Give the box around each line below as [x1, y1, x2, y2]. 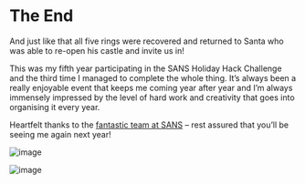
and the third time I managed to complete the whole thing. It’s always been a [9, 72, 297, 83]
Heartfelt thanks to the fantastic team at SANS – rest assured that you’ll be [9, 119, 289, 130]
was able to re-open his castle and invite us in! [9, 45, 184, 56]
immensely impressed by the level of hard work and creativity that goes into [9, 92, 295, 103]
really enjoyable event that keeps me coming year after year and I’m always [9, 82, 293, 93]
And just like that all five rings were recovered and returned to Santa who [9, 36, 285, 46]
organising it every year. [9, 101, 100, 112]
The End [9, 5, 74, 26]
